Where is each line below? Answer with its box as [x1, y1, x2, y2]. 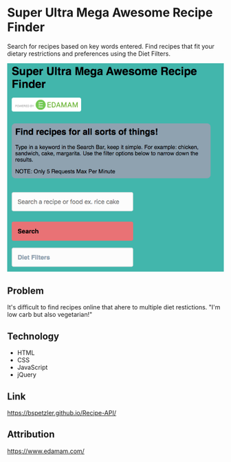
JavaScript [16, 363, 48, 372]
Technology [7, 330, 60, 342]
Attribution [7, 428, 55, 441]
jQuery [16, 371, 36, 379]
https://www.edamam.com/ [7, 447, 85, 455]
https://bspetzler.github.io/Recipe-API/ [7, 408, 117, 417]
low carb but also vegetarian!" [7, 311, 93, 319]
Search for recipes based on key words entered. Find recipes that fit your [7, 42, 214, 50]
